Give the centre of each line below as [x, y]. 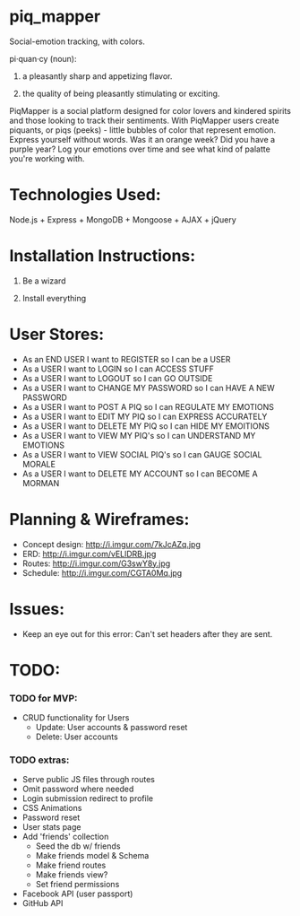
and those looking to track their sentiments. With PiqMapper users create [144, 120]
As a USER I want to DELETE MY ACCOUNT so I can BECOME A [140, 474]
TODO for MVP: [43, 698]
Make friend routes [71, 865]
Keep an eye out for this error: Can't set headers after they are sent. [147, 633]
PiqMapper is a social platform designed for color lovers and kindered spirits [150, 110]
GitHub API [43, 903]
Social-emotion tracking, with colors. [77, 41]
